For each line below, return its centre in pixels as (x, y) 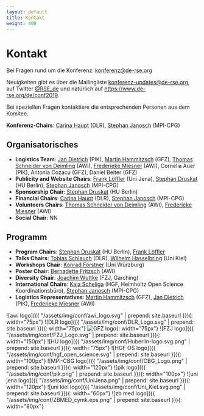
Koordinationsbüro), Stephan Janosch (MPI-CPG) (77, 290)
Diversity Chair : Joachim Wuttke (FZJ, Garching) (77, 277)
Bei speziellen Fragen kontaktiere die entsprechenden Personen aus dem (98, 107)
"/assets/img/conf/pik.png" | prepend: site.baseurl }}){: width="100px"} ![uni (102, 374)
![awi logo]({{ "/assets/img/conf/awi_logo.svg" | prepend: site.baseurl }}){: (100, 315)
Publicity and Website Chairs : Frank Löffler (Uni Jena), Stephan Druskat (106, 179)
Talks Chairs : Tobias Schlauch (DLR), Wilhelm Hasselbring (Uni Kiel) (101, 258)
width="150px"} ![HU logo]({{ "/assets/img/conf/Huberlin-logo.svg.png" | (98, 341)
